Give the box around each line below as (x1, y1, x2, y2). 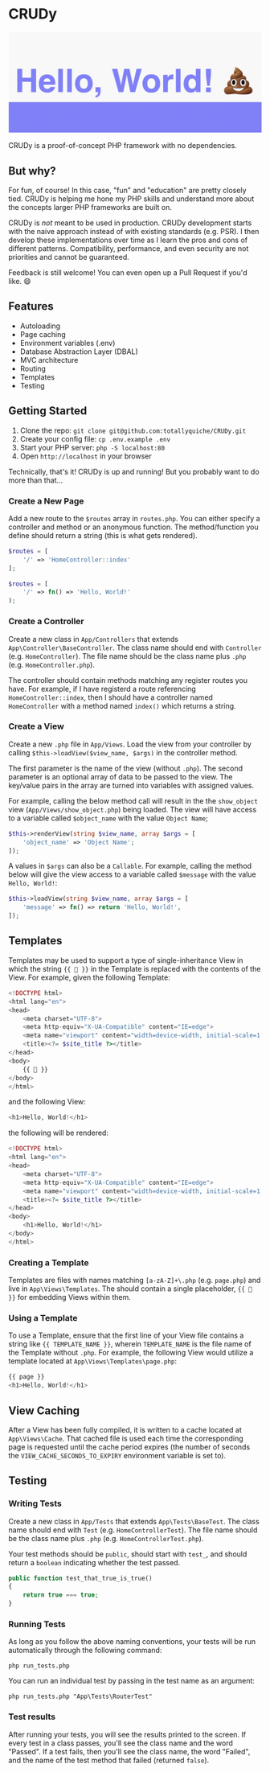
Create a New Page (8, 495, 84, 507)
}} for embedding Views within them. (8, 1293, 131, 1302)
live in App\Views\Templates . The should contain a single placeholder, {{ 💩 (8, 1284, 253, 1293)
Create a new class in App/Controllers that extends (8, 634, 179, 643)
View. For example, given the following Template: (8, 972, 170, 982)
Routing (19, 364, 47, 373)
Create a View (8, 721, 64, 732)
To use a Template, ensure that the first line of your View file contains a (8, 1330, 244, 1340)
